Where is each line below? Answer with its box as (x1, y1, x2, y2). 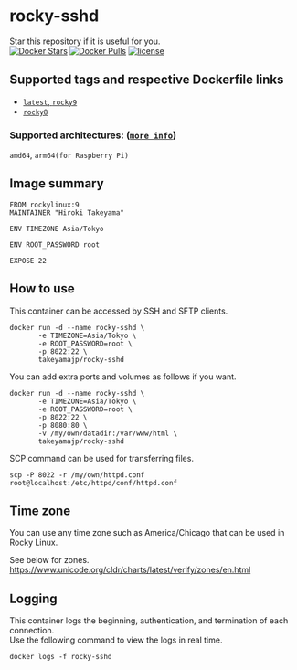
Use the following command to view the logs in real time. (9, 634, 223, 645)
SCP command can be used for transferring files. (9, 452, 195, 463)
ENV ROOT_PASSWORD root (9, 239, 101, 250)
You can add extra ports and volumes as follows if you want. (9, 371, 237, 382)
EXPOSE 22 (9, 256, 48, 265)
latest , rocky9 (22, 96, 78, 107)
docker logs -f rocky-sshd (9, 653, 112, 662)
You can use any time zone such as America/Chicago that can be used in (9, 527, 285, 538)
